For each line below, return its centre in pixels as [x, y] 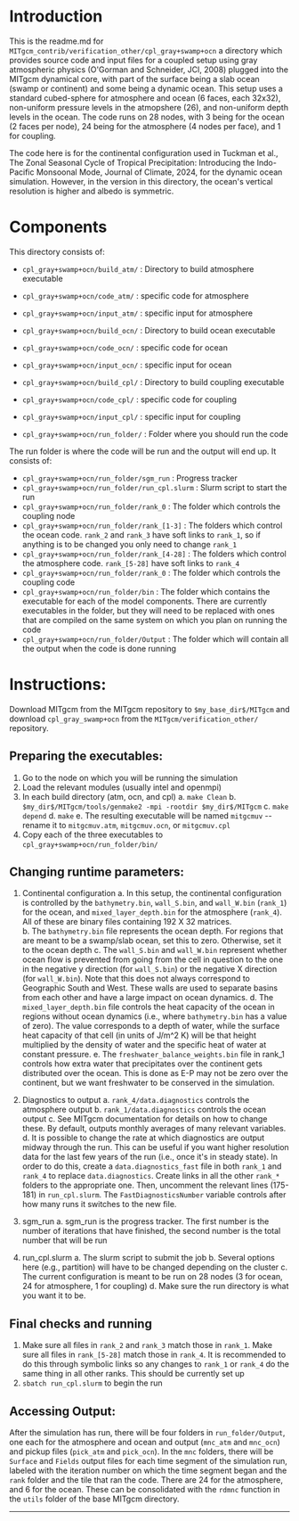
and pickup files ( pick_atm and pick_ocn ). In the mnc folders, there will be [141, 1451]
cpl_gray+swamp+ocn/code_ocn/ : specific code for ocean [125, 347]
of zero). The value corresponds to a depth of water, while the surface [151, 1026]
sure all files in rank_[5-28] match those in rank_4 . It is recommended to [154, 1355]
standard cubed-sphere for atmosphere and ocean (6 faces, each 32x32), [145, 98]
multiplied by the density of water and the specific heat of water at [144, 1045]
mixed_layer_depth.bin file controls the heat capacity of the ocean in [148, 1007]
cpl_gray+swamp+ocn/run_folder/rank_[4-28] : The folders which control [154, 554]
